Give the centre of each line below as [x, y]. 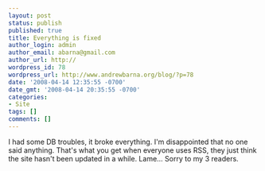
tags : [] [23, 112]
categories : [28, 97]
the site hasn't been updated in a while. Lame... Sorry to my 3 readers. [123, 158]
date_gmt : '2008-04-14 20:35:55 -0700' [74, 89]
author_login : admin [43, 45]
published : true [35, 30]
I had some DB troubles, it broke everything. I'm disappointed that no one [128, 142]
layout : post [30, 16]
